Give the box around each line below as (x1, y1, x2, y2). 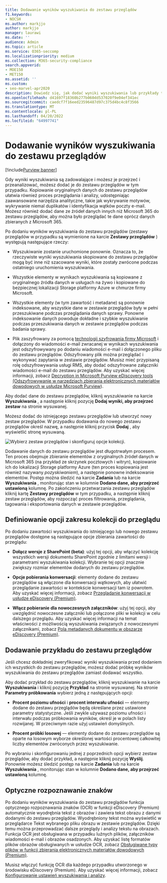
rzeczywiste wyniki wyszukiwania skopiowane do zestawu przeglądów (12, 254, 158, 260)
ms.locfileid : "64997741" (5, 118, 59, 123)
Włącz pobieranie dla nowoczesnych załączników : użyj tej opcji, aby (12, 605, 156, 611)
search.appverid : (5, 63, 41, 68)
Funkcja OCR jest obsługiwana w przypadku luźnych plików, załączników (5, 831, 155, 837)
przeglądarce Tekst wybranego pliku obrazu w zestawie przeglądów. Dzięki (5, 820, 160, 826)
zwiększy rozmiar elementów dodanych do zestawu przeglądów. (12, 565, 145, 571)
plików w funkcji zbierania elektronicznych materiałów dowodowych (5, 847, 145, 853)
